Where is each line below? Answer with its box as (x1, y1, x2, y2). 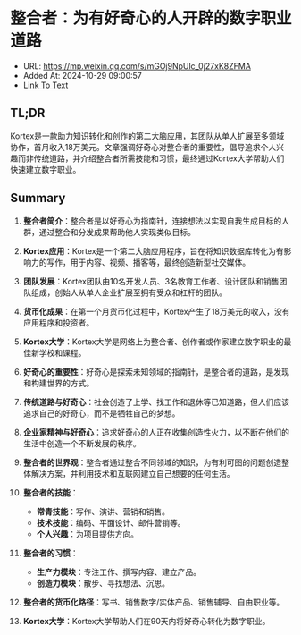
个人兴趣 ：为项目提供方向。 (36, 529, 139, 539)
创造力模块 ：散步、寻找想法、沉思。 (36, 578, 171, 588)
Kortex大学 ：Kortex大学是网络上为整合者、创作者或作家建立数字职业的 (22, 336, 284, 347)
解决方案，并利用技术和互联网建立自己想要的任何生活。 (30, 468, 235, 478)
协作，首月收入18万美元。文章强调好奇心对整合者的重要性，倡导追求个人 (10, 141, 277, 152)
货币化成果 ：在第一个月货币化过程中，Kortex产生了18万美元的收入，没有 (22, 306, 290, 317)
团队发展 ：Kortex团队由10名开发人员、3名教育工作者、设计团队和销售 (22, 275, 280, 286)
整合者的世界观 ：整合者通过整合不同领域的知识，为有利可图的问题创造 (22, 457, 282, 468)
